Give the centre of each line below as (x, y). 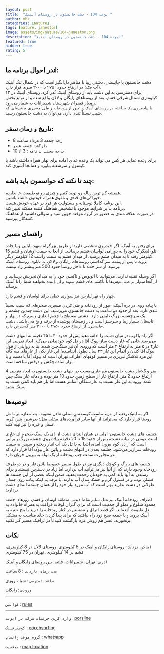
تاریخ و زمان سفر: (29, 128)
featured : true (21, 42)
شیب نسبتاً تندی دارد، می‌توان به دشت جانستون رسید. (54, 113)
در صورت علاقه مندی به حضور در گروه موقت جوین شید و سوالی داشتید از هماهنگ (80, 213)
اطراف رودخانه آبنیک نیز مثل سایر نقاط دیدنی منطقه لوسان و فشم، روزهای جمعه (79, 499)
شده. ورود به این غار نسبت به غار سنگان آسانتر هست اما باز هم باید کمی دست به (79, 381)
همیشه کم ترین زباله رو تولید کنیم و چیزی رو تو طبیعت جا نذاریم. (63, 192)
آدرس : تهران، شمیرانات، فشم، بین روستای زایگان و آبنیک (57, 562)
